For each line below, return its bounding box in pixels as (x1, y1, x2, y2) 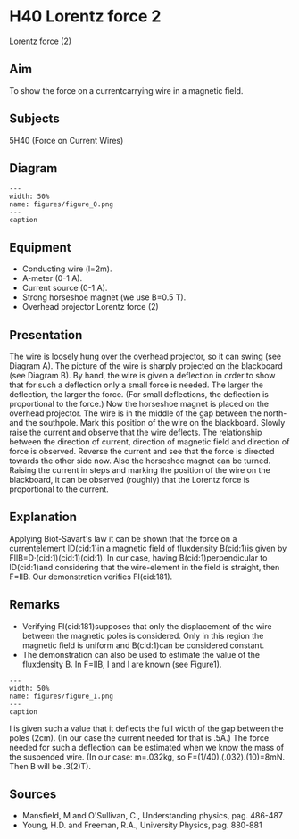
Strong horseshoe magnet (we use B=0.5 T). (21, 292, 187, 303)
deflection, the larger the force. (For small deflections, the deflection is (9, 389, 270, 399)
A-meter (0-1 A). (21, 273, 83, 284)
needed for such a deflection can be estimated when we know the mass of (9, 742, 284, 752)
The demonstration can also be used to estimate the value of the (21, 649, 261, 660)
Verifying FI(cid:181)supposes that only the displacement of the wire (21, 620, 272, 631)
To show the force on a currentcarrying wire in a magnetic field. (9, 85, 244, 96)
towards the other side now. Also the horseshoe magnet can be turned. (9, 455, 270, 466)
